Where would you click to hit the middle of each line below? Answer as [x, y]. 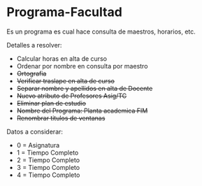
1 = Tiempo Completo [48, 152]
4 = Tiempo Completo [48, 175]
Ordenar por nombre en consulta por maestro [82, 66]
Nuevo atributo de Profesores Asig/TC [72, 96]
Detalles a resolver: [34, 45]
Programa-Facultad [65, 12]
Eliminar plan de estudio [51, 103]
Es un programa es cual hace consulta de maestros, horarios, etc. [101, 31]
